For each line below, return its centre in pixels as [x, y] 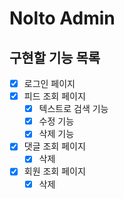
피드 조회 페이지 [54, 96]
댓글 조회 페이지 [54, 146]
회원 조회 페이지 [54, 171]
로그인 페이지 [49, 83]
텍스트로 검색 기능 [73, 109]
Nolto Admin [62, 18]
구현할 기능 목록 [55, 57]
